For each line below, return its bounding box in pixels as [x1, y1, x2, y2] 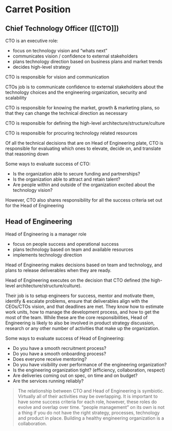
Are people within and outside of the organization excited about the [12, 182, 155, 188]
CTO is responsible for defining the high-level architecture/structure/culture [5, 120, 165, 126]
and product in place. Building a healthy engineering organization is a [17, 415, 164, 421]
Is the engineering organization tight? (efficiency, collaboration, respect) [12, 367, 165, 373]
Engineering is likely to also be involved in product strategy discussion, [5, 320, 155, 326]
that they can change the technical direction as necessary [5, 110, 128, 116]
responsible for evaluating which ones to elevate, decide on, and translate [5, 145, 161, 151]
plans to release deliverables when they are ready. [5, 267, 112, 273]
